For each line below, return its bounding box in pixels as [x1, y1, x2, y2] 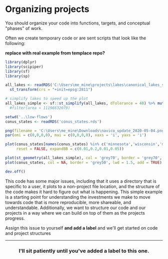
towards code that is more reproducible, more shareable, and [5, 199, 131, 205]
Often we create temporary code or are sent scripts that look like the [5, 35, 146, 41]
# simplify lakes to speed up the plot [5, 96, 88, 101]
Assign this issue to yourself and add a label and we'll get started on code [5, 225, 158, 231]
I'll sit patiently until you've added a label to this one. [18, 247, 149, 254]
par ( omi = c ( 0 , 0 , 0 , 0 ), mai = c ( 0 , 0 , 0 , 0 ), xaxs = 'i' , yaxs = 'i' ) [5, 133, 146, 138]
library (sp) [5, 73, 30, 78]
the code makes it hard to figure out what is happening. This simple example [5, 189, 162, 195]
